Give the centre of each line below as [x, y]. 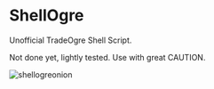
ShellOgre [47, 16]
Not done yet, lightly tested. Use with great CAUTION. [107, 57]
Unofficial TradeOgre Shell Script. [71, 40]
